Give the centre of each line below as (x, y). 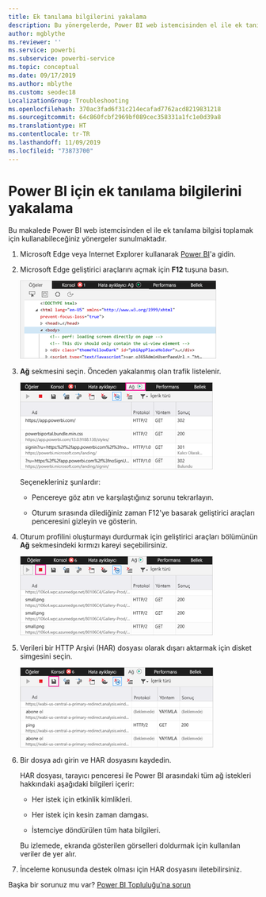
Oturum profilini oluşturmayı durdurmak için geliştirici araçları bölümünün (139, 536)
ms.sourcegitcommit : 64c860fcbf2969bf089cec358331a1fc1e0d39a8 (115, 118)
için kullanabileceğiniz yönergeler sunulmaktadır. (87, 238)
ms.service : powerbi (42, 50)
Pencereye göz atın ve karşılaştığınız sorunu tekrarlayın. (122, 497)
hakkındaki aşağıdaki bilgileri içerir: (77, 783)
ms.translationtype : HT (47, 126)
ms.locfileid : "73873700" (51, 151)
